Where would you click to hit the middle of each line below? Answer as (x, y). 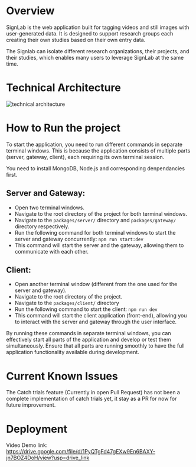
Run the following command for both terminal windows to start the (95, 232)
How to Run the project (63, 128)
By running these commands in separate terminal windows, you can (89, 333)
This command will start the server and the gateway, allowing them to (99, 245)
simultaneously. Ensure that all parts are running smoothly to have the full (95, 346)
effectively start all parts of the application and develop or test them (89, 340)
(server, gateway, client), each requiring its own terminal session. (85, 157)
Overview (30, 11)
